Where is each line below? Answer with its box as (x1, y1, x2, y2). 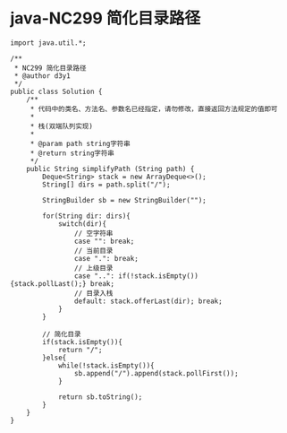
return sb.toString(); (57, 392, 143, 402)
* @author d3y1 (13, 71, 71, 81)
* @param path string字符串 (30, 139, 131, 148)
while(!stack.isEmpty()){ (57, 360, 155, 370)
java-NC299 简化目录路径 (10, 8, 200, 29)
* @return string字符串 (30, 149, 115, 158)
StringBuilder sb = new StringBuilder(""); (42, 195, 207, 204)
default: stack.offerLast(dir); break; (73, 297, 223, 306)
